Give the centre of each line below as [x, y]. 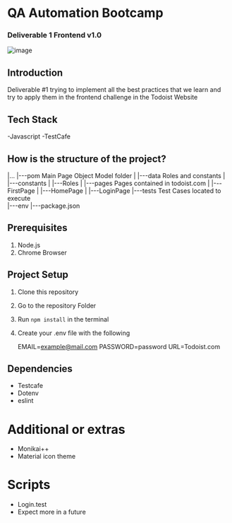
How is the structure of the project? [87, 159]
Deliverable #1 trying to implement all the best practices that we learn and [114, 90]
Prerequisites [37, 228]
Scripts [29, 485]
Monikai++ [33, 449]
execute [19, 198]
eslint [25, 401]
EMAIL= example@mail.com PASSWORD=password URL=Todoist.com [119, 346]
